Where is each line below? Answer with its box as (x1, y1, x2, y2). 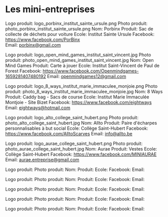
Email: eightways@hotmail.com (5, 104, 71, 111)
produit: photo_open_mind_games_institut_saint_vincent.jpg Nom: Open (5, 57, 154, 63)
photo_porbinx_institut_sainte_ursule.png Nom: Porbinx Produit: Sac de (5, 25, 153, 31)
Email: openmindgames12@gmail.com (47, 73, 127, 79)
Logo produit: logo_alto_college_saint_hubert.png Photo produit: (5, 114, 139, 120)
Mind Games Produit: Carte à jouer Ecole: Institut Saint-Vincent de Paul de (5, 62, 160, 68)
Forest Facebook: (5, 67, 42, 74)
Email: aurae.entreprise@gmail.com (5, 156, 79, 163)
